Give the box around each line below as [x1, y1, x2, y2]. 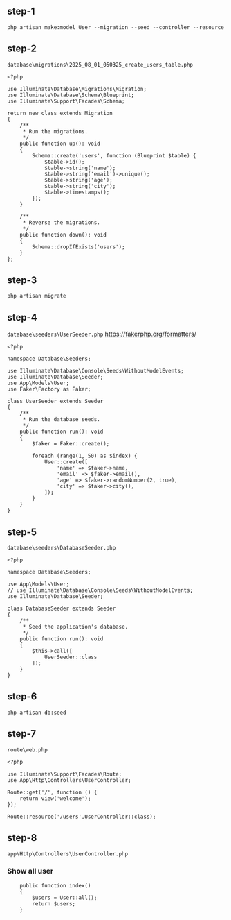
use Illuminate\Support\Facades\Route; [7, 770, 122, 778]
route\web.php [7, 746, 48, 753]
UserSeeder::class [44, 654, 98, 661]
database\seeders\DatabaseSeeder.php [7, 545, 116, 552]
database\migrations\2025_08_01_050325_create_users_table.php [7, 61, 194, 68]
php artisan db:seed [7, 709, 67, 716]
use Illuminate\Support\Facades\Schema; [7, 97, 126, 105]
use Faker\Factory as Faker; [7, 386, 91, 393]
